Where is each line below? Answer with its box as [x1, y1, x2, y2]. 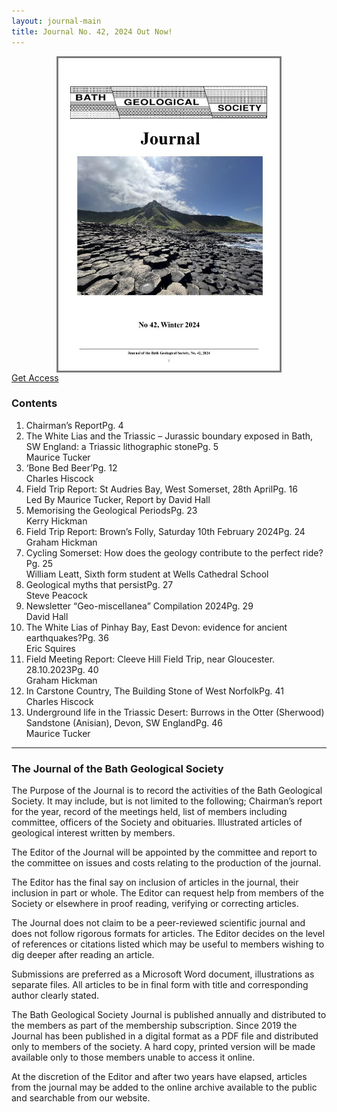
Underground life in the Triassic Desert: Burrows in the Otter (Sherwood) [25, 706, 325, 718]
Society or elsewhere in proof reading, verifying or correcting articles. [11, 898, 299, 910]
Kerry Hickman [25, 515, 88, 527]
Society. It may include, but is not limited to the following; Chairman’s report [11, 795, 323, 807]
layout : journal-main [11, 16, 102, 26]
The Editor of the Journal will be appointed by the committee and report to [11, 846, 318, 859]
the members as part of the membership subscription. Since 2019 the [11, 1020, 298, 1032]
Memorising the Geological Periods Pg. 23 [25, 504, 198, 516]
